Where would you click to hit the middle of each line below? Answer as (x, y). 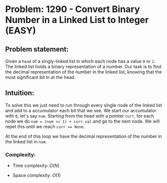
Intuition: (20, 93)
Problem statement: (37, 49)
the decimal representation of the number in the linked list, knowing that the (84, 72)
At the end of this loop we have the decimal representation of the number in (83, 136)
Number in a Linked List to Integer (77, 20)
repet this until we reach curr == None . (45, 126)
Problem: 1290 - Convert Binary (72, 9)
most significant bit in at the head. (40, 77)
